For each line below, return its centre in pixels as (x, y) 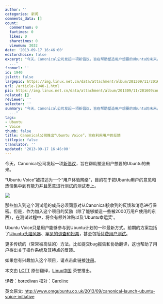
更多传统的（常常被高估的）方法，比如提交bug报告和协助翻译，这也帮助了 (79, 244)
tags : (10, 117)
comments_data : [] (24, 18)
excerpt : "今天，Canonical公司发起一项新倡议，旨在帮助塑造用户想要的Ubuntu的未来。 (83, 59)
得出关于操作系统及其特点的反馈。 (43, 250)
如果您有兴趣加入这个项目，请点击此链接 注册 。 (52, 260)
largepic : (15, 81)
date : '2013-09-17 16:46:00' (34, 50)
